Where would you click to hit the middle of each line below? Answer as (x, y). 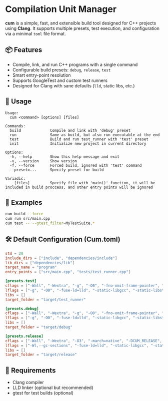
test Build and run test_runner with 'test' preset (79, 139)
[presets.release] (24, 336)
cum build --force (24, 214)
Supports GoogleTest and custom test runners (60, 80)
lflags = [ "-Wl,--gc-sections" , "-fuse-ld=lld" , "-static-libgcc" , (77, 346)
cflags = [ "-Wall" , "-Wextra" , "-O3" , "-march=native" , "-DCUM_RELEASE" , (84, 341)
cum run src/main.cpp (28, 219)
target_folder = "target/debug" (39, 327)
